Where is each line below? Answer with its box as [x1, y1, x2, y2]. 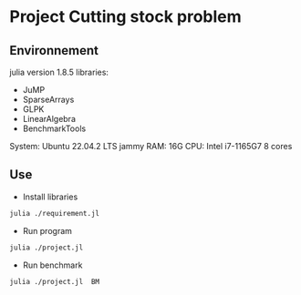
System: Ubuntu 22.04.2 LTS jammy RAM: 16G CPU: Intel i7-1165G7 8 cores [9, 141, 293, 151]
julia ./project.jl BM [9, 277, 100, 286]
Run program [22, 225, 73, 236]
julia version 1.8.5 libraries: [9, 66, 109, 77]
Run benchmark [22, 259, 83, 270]
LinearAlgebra [22, 114, 76, 124]
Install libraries [22, 191, 78, 202]
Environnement [9, 43, 99, 58]
